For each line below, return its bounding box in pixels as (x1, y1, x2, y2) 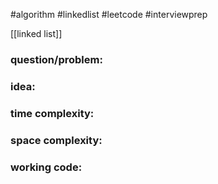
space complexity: (10, 133, 103, 147)
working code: (10, 160, 83, 174)
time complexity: (10, 106, 95, 120)
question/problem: (10, 52, 103, 66)
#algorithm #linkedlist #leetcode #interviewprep (10, 9, 208, 20)
